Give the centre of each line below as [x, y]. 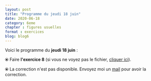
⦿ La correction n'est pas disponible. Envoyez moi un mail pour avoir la [75, 69]
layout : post [18, 9]
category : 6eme [20, 23]
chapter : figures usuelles [33, 27]
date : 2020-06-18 [22, 18]
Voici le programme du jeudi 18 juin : [41, 50]
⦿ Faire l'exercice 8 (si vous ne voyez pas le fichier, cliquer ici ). [68, 59]
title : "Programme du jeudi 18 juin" [43, 14]
